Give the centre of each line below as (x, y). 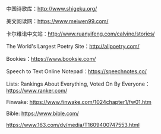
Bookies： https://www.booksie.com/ (51, 59)
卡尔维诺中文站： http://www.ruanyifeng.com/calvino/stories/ (80, 34)
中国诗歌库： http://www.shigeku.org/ (52, 9)
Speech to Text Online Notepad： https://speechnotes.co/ (77, 71)
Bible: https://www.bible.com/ (42, 113)
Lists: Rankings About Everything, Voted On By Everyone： (78, 84)
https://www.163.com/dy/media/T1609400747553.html (73, 125)
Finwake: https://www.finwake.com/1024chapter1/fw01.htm (79, 102)
